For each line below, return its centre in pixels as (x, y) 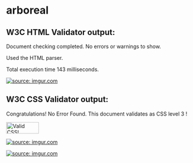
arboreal (28, 10)
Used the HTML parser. (35, 58)
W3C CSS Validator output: (57, 99)
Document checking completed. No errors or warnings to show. (84, 46)
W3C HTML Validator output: (61, 32)
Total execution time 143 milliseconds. (53, 69)
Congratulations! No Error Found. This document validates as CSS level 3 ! (97, 114)
